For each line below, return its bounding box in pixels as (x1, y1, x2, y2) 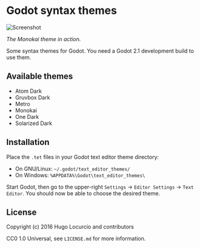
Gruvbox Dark (15, 93, 50, 101)
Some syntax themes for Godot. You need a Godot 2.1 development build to (6, 47, 194, 55)
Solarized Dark (15, 119, 53, 127)
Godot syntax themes (6, 4, 117, 18)
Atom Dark (15, 87, 42, 95)
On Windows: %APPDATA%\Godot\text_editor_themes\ (15, 171, 145, 179)
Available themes (6, 71, 73, 82)
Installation (6, 137, 50, 147)
